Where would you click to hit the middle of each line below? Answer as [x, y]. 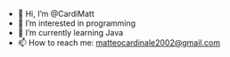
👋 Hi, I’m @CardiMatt [56, 14]
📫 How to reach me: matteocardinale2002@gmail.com [119, 43]
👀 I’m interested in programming [77, 23]
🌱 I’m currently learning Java [70, 33]
